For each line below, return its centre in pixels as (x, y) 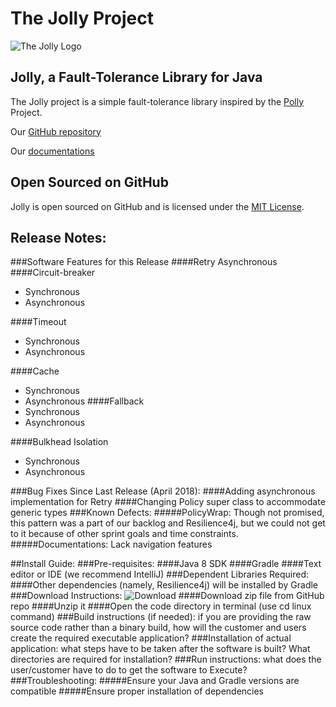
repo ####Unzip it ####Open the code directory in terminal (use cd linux (161, 606)
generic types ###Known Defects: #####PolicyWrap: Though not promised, (167, 513)
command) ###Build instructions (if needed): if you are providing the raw (161, 617)
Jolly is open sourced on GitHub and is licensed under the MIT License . (157, 206)
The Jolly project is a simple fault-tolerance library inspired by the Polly (157, 101)
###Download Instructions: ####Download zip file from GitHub (167, 596)
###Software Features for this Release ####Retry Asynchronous (144, 262)
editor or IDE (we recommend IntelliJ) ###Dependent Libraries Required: (160, 574)
